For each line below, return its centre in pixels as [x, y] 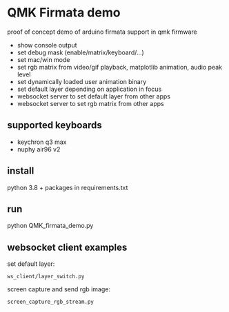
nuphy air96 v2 [39, 149]
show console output [47, 45]
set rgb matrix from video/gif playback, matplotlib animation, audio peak [120, 67]
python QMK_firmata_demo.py [50, 226]
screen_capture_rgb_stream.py [51, 302]
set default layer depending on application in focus [89, 89]
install [21, 171]
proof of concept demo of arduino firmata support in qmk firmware [102, 32]
